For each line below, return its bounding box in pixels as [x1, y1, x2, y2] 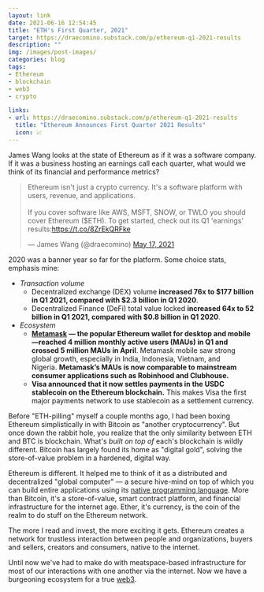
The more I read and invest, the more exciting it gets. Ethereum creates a [8, 526, 245, 535]
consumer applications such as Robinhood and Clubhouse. [31, 370, 229, 380]
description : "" [8, 41, 61, 49]
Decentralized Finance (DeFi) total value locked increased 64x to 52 [31, 303, 255, 313]
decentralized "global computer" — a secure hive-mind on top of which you [8, 477, 255, 486]
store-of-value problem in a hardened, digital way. [8, 453, 171, 463]
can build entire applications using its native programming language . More [8, 485, 250, 494]
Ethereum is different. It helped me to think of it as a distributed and [8, 468, 228, 478]
